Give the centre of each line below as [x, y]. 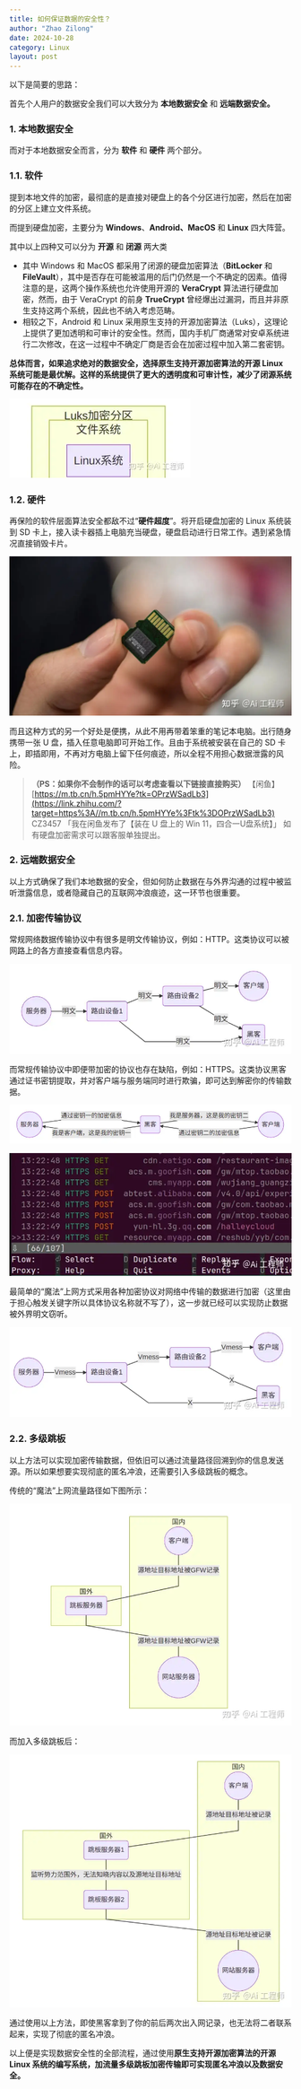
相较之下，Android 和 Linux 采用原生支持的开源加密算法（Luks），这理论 [155, 321]
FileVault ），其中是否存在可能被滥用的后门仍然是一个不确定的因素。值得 [155, 276]
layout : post [34, 57]
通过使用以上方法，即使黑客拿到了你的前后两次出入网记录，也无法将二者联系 [150, 2023]
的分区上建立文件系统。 [52, 208]
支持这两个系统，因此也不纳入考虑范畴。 [105, 310]
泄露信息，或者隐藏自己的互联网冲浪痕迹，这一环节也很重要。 [130, 892]
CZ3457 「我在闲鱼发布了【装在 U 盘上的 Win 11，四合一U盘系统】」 [156, 823]
